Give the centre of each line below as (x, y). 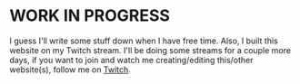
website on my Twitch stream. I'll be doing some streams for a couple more (150, 50)
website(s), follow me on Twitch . (70, 70)
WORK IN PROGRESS (90, 16)
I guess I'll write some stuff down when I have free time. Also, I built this (144, 41)
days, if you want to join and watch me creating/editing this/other (131, 60)
